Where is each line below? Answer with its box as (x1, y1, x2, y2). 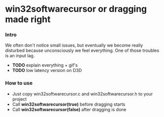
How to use (5, 80, 33, 87)
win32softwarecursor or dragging (5, 3, 147, 15)
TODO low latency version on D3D (12, 68, 82, 73)
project (12, 96, 27, 102)
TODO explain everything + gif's (12, 62, 78, 68)
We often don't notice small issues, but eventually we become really (5, 43, 143, 48)
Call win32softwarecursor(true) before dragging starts (12, 101, 126, 107)
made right (5, 14, 51, 25)
